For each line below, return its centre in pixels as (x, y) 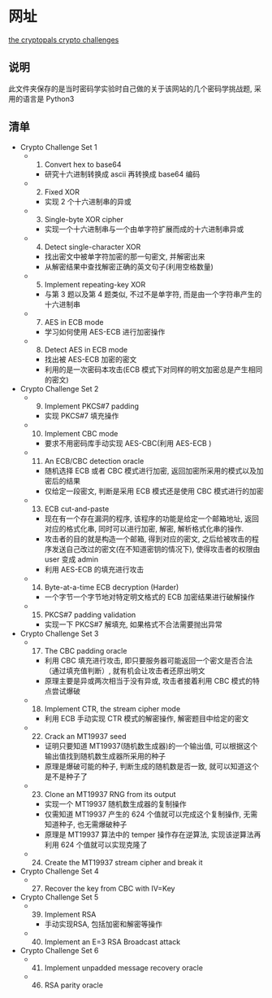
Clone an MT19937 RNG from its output (110, 794)
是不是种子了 (66, 776)
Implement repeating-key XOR (95, 284)
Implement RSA (70, 914)
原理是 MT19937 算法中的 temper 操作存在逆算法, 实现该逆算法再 (153, 834)
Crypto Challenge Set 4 (59, 871)
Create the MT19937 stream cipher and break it (123, 862)
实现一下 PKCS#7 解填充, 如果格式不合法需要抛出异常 (134, 624)
